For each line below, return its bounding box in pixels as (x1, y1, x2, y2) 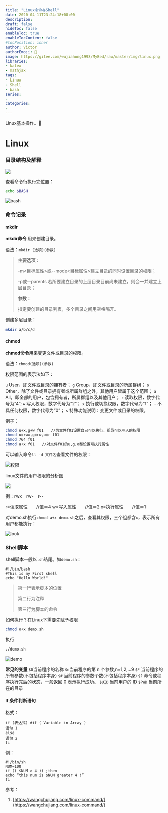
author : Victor (5, 45, 37, 50)
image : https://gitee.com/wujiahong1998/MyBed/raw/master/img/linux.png (5, 54, 160, 59)
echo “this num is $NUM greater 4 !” (5, 773, 84, 778)
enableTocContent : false (5, 36, 57, 41)
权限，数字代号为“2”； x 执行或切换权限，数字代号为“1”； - (35, 400, 157, 406)
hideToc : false (5, 26, 37, 31)
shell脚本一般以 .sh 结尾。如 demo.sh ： (5, 556, 82, 562)
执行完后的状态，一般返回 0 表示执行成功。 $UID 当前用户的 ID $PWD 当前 (9, 679, 158, 685)
